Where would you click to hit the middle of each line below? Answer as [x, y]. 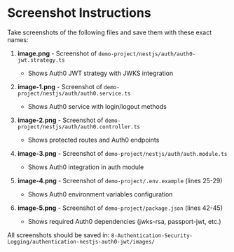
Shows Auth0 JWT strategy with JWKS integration [101, 73]
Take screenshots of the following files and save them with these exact [110, 32]
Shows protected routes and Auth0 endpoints [94, 140]
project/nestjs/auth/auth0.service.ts [74, 93]
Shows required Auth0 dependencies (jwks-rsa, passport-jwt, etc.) [125, 221]
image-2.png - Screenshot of [60, 120]
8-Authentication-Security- [152, 236]
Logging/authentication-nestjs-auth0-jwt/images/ [81, 241]
